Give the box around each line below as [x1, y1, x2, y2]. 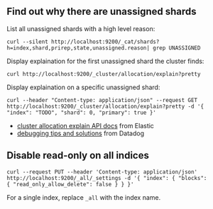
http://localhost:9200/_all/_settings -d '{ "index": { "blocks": [6, 174, 207, 181]
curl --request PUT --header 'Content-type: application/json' [6, 168, 198, 176]
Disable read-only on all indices [6, 149, 150, 162]
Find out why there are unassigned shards [6, 6, 197, 18]
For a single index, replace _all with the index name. [6, 193, 161, 201]
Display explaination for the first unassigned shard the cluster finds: [6, 57, 204, 65]
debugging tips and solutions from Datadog [16, 129, 145, 137]
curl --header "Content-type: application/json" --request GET [6, 96, 198, 103]
